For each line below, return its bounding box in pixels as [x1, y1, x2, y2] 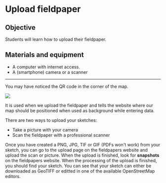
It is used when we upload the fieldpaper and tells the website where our [5, 102, 153, 108]
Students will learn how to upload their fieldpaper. [5, 36, 107, 42]
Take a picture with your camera [12, 126, 78, 132]
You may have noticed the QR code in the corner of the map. [5, 83, 128, 89]
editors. [5, 173, 21, 179]
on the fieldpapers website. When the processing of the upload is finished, [5, 157, 157, 163]
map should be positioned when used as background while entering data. [5, 108, 155, 114]
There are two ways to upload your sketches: [5, 117, 97, 123]
